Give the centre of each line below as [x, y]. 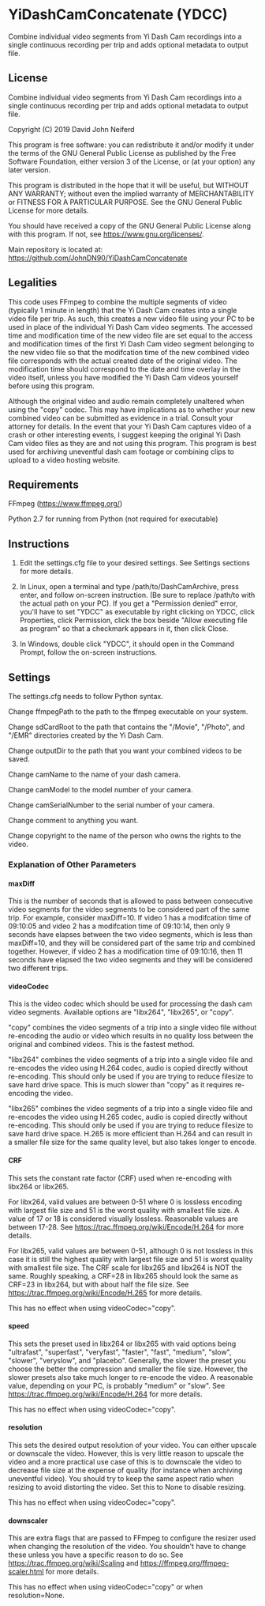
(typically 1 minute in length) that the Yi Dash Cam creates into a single [123, 310]
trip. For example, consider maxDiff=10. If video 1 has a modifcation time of [130, 918]
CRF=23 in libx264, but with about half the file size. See [99, 1284]
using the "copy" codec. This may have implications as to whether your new [132, 410]
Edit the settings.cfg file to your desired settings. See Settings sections [134, 563]
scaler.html [26, 1572]
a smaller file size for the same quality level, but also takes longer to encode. [132, 1142]
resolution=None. [36, 1596]
